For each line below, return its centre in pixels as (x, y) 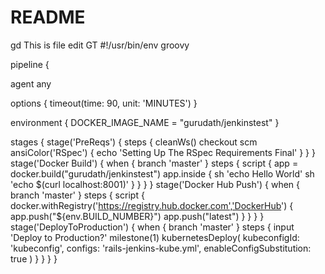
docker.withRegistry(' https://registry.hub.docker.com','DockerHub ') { (152, 205)
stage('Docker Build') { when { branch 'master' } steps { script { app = (154, 163)
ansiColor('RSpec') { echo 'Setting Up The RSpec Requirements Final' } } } (163, 152)
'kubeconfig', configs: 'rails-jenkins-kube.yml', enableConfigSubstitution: (161, 248)
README (48, 17)
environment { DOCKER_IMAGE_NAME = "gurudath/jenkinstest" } (145, 122)
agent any (31, 83)
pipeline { (30, 64)
